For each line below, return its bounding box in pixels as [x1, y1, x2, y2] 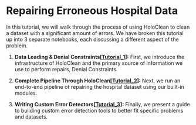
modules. [14, 89, 38, 96]
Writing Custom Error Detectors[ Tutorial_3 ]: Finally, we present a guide [14, 100, 190, 107]
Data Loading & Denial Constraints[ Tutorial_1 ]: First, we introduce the [14, 53, 185, 60]
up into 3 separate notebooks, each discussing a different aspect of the [6, 36, 179, 43]
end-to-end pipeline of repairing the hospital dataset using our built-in [14, 83, 185, 90]
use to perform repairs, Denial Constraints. [14, 65, 118, 72]
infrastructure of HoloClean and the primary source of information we [14, 60, 183, 67]
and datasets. [14, 113, 48, 120]
